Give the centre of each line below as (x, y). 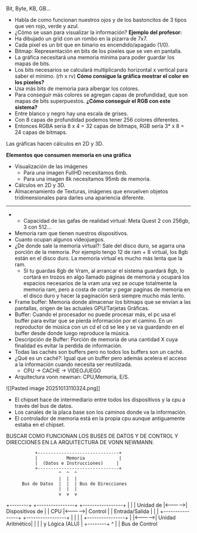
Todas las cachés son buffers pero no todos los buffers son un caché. (99, 352)
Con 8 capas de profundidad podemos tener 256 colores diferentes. (97, 120)
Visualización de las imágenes (51, 166)
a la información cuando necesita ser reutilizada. (73, 364)
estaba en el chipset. (40, 425)
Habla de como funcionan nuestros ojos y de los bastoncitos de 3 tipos (101, 20)
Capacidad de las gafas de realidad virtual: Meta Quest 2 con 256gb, (106, 221)
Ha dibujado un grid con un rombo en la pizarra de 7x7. (81, 38)
